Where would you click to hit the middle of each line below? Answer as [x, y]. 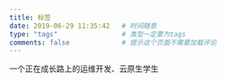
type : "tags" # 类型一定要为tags [98, 34]
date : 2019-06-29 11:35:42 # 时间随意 [83, 26]
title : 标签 [30, 17]
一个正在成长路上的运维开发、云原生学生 [84, 69]
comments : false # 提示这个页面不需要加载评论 [113, 42]
